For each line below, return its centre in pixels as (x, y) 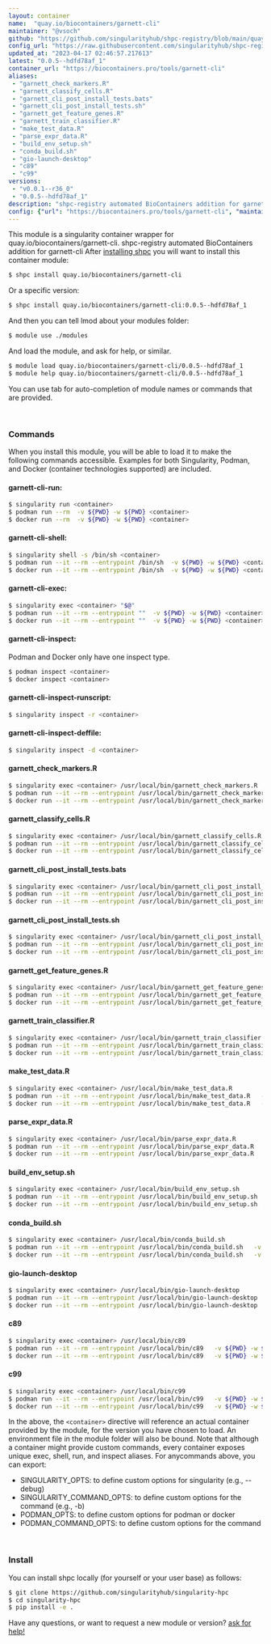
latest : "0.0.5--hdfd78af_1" (57, 61)
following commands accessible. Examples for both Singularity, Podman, (129, 460)
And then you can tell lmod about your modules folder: (99, 321)
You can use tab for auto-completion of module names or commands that (130, 388)
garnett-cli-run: (35, 487)
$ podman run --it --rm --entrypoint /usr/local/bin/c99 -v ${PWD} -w (133, 1399)
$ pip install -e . (41, 1608)
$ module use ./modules (48, 336)
